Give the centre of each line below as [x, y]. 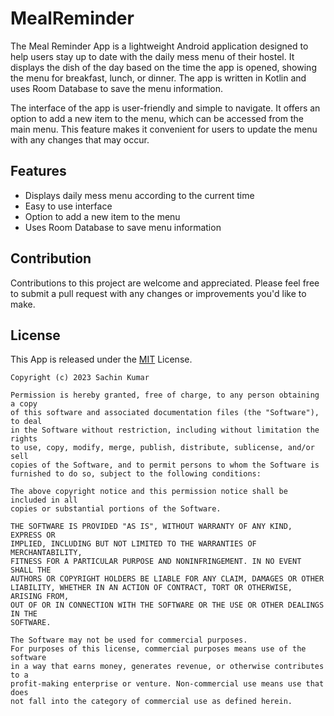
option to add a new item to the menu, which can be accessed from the [157, 118]
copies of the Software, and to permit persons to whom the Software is [165, 465]
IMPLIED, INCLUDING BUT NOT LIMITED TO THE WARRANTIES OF [133, 544]
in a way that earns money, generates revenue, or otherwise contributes [167, 667]
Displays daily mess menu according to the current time [139, 195]
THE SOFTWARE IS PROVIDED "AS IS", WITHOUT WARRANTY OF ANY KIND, [151, 527]
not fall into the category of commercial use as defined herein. [151, 702]
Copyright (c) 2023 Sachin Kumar [80, 378]
